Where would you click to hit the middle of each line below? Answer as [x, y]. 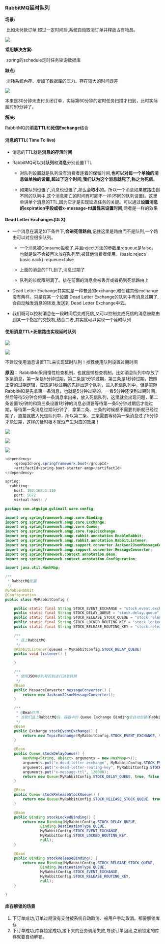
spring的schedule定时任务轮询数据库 [43, 60]
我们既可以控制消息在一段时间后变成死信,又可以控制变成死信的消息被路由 [86, 313]
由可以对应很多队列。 [34, 237]
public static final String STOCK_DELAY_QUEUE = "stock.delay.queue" [87, 613]
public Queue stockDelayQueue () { [49, 754]
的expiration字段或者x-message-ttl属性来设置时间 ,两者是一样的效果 [89, 208]
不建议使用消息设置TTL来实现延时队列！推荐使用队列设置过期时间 [71, 362]
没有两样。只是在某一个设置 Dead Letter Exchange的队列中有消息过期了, [85, 297]
